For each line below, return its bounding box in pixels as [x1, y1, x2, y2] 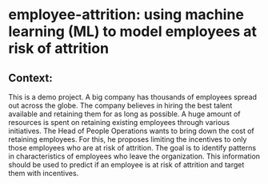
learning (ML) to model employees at [8, 22, 258, 41]
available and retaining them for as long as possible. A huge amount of [8, 109, 242, 119]
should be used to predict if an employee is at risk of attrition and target [8, 160, 245, 169]
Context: [8, 71, 54, 84]
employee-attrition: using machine [8, 6, 244, 24]
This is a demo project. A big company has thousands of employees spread [8, 92, 258, 101]
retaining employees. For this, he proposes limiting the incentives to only [8, 135, 247, 144]
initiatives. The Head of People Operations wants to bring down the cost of [8, 126, 254, 135]
